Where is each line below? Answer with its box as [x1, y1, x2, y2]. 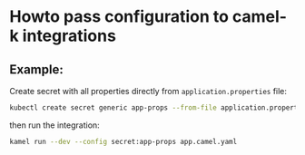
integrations [22, 25, 116, 46]
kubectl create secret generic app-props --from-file [9, 103, 218, 112]
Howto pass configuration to [9, 6, 230, 27]
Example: [9, 62, 64, 77]
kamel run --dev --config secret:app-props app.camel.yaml [9, 137, 238, 146]
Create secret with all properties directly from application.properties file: [9, 86, 288, 96]
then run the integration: [9, 120, 100, 131]
